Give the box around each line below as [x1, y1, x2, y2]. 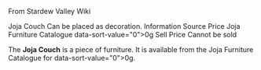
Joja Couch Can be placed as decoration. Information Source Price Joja [8, 22, 241, 30]
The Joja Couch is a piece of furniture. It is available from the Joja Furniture [8, 45, 254, 54]
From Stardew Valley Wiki [8, 7, 91, 16]
